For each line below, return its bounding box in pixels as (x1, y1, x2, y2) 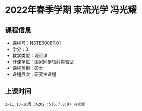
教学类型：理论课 (12, 53, 48, 58)
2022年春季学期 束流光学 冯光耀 (5, 4, 137, 16)
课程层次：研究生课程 (12, 71, 56, 77)
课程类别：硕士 (12, 65, 43, 71)
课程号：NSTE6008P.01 (12, 40, 61, 46)
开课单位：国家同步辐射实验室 (12, 59, 74, 65)
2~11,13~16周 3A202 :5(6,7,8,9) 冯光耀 (5, 102, 85, 107)
